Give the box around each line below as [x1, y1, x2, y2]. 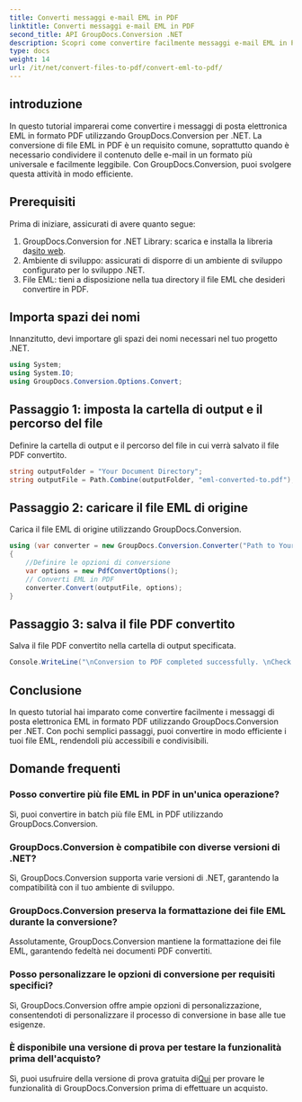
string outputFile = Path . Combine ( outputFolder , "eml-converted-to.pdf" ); [9, 475, 296, 484]
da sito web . [22, 245, 66, 256]
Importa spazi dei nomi [9, 309, 141, 325]
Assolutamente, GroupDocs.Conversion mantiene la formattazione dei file [9, 936, 281, 947]
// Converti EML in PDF [25, 575, 115, 584]
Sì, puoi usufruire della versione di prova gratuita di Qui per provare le [9, 1072, 265, 1084]
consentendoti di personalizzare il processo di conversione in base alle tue [9, 1009, 286, 1020]
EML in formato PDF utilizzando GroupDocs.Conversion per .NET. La [9, 130, 262, 140]
